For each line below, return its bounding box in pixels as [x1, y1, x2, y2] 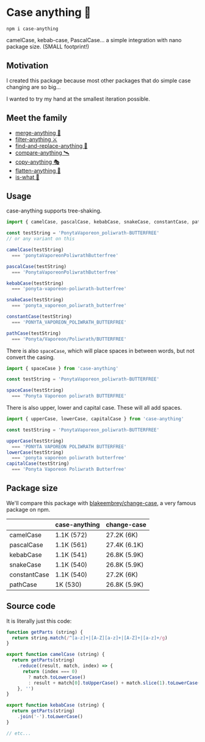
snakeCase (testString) [6, 297, 64, 303]
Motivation [6, 60, 49, 71]
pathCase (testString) [6, 330, 62, 336]
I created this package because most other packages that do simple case [6, 76, 191, 84]
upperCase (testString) [6, 438, 64, 444]
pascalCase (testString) [6, 263, 67, 269]
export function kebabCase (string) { [6, 702, 105, 708]
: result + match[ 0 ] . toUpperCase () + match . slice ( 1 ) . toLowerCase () [28, 680, 203, 686]
